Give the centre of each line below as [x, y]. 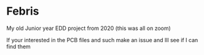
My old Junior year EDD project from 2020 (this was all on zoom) [88, 28]
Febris [23, 11]
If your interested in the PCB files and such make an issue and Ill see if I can [102, 40]
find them [18, 46]
